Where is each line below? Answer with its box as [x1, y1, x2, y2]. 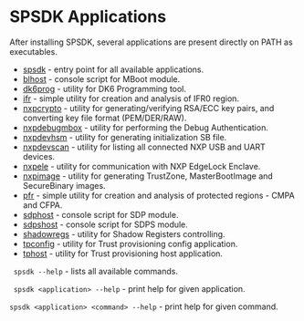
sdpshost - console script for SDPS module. [22, 219, 189, 230]
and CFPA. [22, 199, 63, 211]
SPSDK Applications [9, 6, 167, 27]
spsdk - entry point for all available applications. [22, 64, 204, 75]
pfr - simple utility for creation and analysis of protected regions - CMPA [22, 190, 295, 201]
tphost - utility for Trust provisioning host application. [22, 248, 224, 259]
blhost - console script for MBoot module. [22, 73, 181, 84]
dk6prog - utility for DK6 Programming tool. [22, 83, 187, 94]
